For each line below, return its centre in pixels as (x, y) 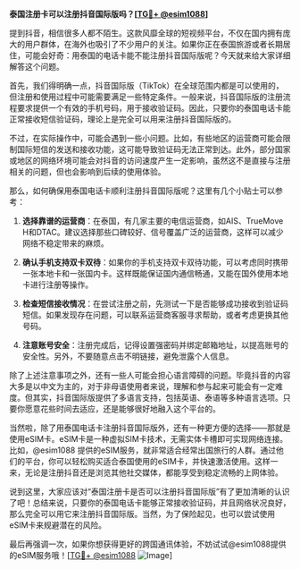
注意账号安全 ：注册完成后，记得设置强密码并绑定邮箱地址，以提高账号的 (155, 345)
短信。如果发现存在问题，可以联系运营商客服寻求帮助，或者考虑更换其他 (155, 315)
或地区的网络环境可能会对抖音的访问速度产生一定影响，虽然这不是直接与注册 (150, 161)
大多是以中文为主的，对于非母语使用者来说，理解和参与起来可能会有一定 (142, 386)
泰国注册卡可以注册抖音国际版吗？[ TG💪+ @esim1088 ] (109, 14)
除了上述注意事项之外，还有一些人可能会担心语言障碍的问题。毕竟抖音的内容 (150, 375)
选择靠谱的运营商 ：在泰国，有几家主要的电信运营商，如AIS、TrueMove (153, 221)
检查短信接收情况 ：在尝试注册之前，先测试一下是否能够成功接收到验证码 (155, 304)
